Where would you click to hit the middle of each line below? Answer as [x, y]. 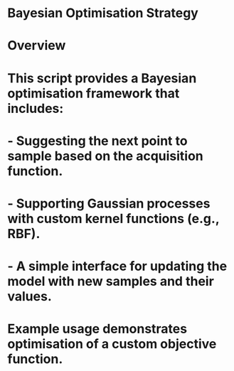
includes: [36, 108]
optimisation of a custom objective [112, 344]
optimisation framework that [94, 93]
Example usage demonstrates [97, 329]
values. [30, 297]
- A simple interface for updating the [117, 266]
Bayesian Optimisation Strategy [103, 13]
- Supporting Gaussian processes [109, 203]
